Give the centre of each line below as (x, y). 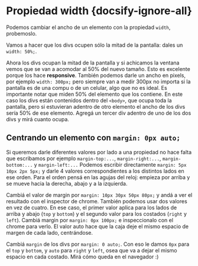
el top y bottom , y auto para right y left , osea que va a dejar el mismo (92, 250)
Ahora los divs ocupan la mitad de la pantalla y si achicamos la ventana (93, 63)
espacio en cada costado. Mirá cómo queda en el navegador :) (82, 257)
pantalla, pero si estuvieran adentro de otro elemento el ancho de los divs (96, 106)
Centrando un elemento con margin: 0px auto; (93, 138)
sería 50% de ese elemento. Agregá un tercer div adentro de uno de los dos (99, 113)
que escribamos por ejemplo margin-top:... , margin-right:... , (84, 158)
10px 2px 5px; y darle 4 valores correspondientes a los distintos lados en (95, 171)
